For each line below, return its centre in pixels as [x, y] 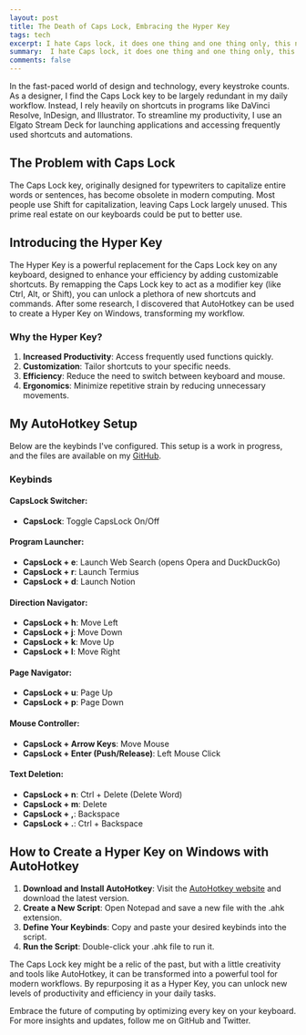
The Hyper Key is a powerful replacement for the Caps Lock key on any [143, 264]
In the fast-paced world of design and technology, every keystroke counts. [149, 86]
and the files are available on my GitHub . [86, 456]
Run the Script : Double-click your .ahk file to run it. [118, 946]
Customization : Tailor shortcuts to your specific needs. [127, 366]
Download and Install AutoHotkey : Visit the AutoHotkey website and [152, 888]
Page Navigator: [41, 672]
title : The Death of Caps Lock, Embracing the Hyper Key [120, 26]
